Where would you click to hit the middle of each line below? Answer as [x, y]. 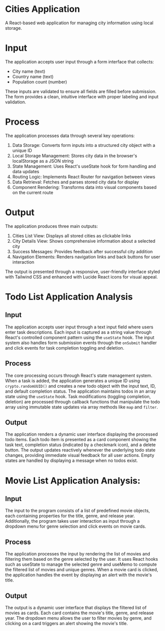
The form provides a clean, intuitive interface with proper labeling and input [82, 96]
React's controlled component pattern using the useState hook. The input [80, 337]
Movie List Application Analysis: [73, 480]
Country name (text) [33, 76]
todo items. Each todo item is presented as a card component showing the [81, 440]
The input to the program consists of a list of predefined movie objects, [78, 511]
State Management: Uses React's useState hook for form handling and [84, 166]
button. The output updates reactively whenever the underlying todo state [80, 450]
